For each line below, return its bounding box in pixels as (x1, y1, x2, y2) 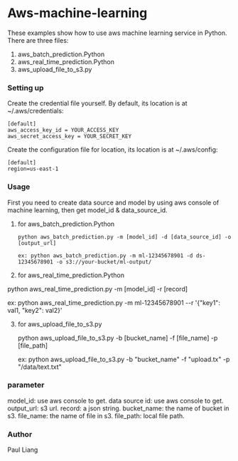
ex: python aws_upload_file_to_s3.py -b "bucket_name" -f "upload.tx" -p (17, 355, 230, 363)
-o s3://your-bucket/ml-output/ (55, 258, 152, 265)
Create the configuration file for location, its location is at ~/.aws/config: (7, 145, 218, 154)
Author (7, 429, 33, 439)
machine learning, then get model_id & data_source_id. (7, 205, 168, 214)
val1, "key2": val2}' (7, 306, 63, 314)
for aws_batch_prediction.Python (17, 219, 115, 228)
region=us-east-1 (7, 165, 59, 172)
